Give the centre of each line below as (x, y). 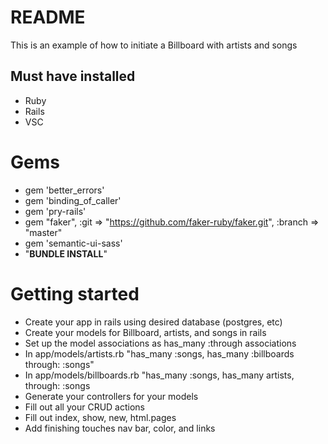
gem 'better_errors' (64, 190)
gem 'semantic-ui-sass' (73, 243)
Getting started (75, 293)
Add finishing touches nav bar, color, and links (120, 428)
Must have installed (73, 76)
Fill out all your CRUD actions (84, 407)
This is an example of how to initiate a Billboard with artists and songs (154, 45)
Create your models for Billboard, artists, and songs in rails (145, 332)
